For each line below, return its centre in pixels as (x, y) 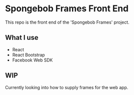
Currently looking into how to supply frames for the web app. (67, 87)
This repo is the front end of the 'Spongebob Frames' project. (67, 22)
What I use (22, 38)
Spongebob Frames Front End (67, 9)
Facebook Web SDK (32, 60)
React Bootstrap (28, 55)
